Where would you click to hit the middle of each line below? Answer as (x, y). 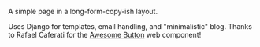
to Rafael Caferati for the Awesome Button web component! (105, 35)
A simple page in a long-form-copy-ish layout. (83, 11)
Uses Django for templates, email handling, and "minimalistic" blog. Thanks (130, 26)
